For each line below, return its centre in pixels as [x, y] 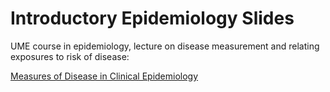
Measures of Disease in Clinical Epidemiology [104, 76]
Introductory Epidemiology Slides [152, 18]
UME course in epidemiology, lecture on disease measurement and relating [165, 46]
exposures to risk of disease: [70, 56]
